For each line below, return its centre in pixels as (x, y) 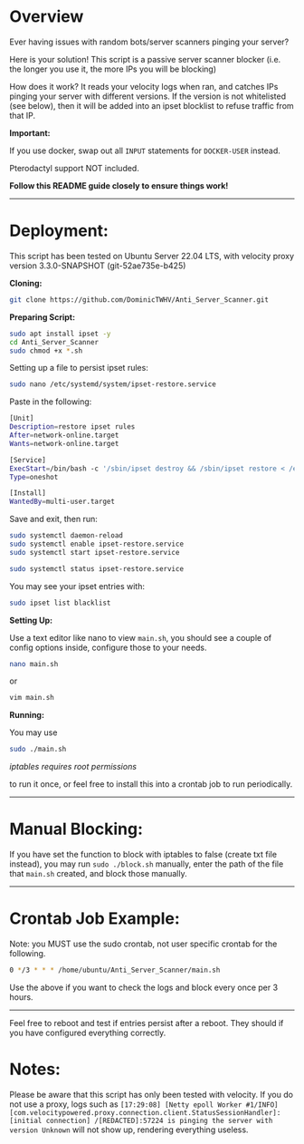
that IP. (23, 115)
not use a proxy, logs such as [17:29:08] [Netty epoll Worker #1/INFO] (144, 1104)
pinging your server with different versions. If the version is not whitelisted (148, 96)
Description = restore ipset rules (72, 427)
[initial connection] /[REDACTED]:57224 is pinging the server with (141, 1120)
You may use (33, 732)
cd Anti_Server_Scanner (54, 342)
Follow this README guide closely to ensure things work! (119, 185)
